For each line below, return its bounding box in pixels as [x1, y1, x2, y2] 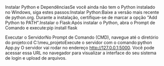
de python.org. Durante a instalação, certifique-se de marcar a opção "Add [5, 15, 158, 20]
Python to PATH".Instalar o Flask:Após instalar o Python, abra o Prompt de [5, 20, 155, 25]
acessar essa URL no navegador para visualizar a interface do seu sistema [5, 50, 157, 56]
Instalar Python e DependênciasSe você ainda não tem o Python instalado [5, 4, 155, 10]
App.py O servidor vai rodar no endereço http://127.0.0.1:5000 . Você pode [5, 45, 155, 50]
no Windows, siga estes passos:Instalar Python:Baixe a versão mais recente [5, 9, 159, 15]
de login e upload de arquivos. [5, 55, 67, 61]
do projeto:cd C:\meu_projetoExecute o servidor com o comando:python [5, 40, 152, 45]
